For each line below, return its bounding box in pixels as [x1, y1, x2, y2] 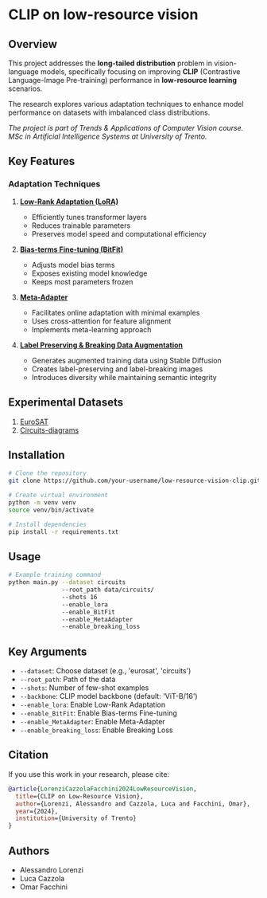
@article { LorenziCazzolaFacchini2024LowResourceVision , [8, 785, 197, 793]
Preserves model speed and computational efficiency [31, 229, 207, 238]
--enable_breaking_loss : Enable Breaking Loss [19, 725, 173, 735]
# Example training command [8, 571, 102, 579]
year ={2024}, [15, 807, 59, 815]
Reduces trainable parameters [31, 221, 131, 230]
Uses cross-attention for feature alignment [31, 316, 172, 326]
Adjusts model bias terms [31, 260, 115, 269]
